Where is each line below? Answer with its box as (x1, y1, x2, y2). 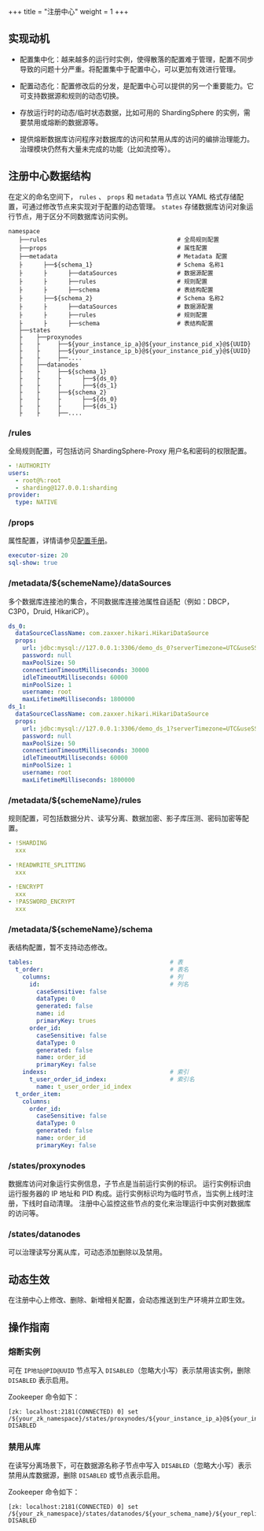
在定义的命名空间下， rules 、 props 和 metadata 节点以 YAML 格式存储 (8, 191, 237, 201)
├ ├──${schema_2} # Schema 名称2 (18, 294, 224, 302)
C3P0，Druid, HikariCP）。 (8, 606, 93, 616)
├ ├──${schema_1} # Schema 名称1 (18, 261, 224, 269)
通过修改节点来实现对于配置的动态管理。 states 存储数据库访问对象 (28, 202, 247, 211)
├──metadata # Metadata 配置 (18, 252, 228, 260)
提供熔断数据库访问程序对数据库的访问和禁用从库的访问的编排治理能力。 (19, 134, 254, 143)
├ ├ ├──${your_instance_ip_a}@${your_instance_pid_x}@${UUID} (18, 340, 251, 348)
